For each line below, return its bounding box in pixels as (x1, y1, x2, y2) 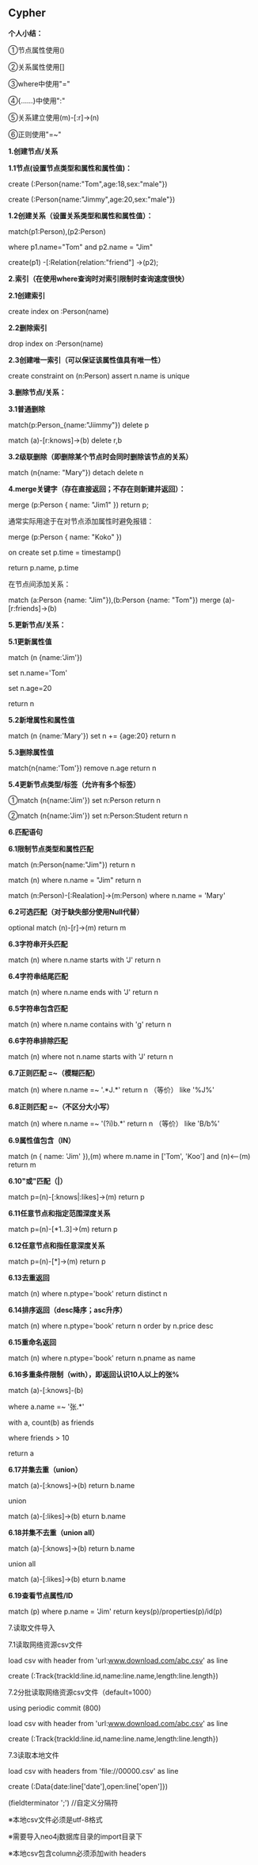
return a (8, 1448, 34, 1458)
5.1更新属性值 (8, 636, 52, 646)
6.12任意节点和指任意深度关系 (8, 1241, 105, 1250)
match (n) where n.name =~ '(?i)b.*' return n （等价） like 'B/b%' (8, 1119, 220, 1128)
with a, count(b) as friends (8, 1418, 95, 1427)
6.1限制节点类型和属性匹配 (8, 844, 94, 854)
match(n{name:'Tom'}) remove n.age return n (8, 763, 157, 773)
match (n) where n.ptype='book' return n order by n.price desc (8, 1321, 214, 1330)
